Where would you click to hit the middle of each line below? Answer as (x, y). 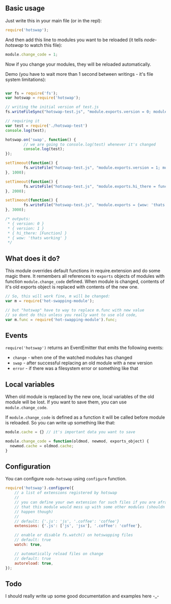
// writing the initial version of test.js (52, 107)
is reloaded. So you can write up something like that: (60, 423)
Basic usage (25, 8)
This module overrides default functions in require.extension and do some (83, 271)
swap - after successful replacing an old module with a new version (82, 363)
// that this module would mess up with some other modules (79, 507)
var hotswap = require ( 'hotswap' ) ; (43, 98)
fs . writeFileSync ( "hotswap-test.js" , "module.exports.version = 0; (78, 112)
